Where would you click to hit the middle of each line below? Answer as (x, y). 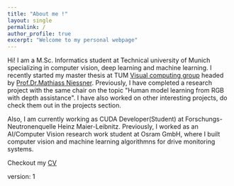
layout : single (30, 21)
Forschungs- (204, 119)
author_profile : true (39, 34)
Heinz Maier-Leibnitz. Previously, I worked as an (128, 127)
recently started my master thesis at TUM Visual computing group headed (116, 76)
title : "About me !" (38, 14)
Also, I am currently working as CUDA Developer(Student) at (96, 119)
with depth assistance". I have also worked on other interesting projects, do (117, 98)
